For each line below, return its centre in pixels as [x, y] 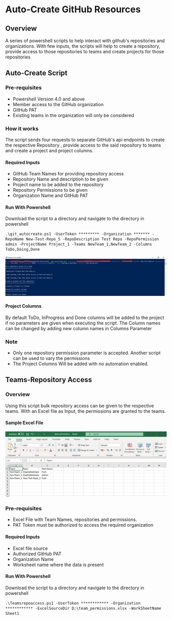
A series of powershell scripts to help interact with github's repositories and [85, 41]
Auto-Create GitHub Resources [73, 9]
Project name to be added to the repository [58, 185]
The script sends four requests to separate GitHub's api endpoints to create [85, 139]
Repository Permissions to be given [50, 190]
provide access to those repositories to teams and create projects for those [85, 52]
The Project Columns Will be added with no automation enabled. [81, 364]
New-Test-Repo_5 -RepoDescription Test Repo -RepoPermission [92, 239]
